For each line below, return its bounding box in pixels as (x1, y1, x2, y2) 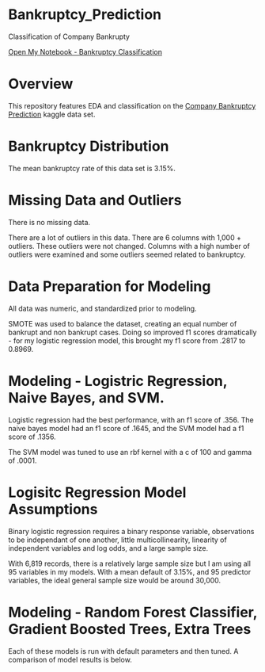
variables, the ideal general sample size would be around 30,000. (8, 575, 221, 585)
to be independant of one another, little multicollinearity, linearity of (8, 535, 227, 544)
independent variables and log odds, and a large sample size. (8, 543, 209, 552)
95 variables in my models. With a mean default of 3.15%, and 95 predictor (8, 567, 252, 576)
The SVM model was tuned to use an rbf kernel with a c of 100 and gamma (8, 447, 252, 456)
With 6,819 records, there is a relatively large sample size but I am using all (8, 559, 252, 568)
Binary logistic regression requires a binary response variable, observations (8, 526, 255, 536)
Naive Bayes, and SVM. (8, 388, 165, 407)
